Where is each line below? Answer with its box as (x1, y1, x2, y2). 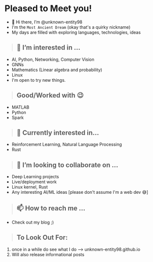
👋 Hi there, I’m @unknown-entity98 (11, 19, 82, 25)
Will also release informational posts (11, 251, 85, 257)
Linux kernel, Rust (11, 184, 48, 190)
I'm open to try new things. (11, 77, 66, 83)
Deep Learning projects (11, 174, 59, 180)
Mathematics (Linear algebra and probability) (11, 67, 103, 73)
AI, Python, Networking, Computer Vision (11, 56, 95, 62)
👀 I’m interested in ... (16, 43, 81, 52)
